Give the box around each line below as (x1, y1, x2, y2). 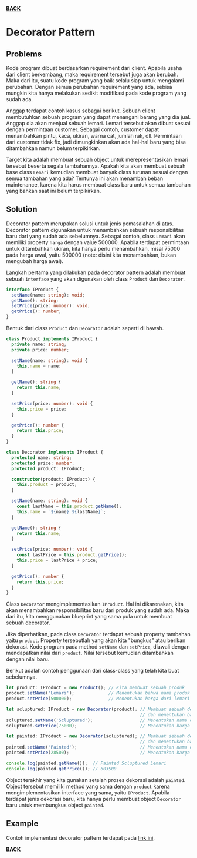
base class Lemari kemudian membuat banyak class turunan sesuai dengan (6, 169, 188, 175)
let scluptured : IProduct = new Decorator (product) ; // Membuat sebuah (6, 706, 185, 712)
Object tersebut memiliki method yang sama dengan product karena (6, 783, 170, 790)
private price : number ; (11, 347, 69, 352)
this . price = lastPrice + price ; (16, 557, 98, 564)
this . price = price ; (16, 406, 67, 412)
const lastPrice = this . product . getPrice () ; (16, 552, 127, 558)
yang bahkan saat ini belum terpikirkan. (6, 188, 101, 194)
